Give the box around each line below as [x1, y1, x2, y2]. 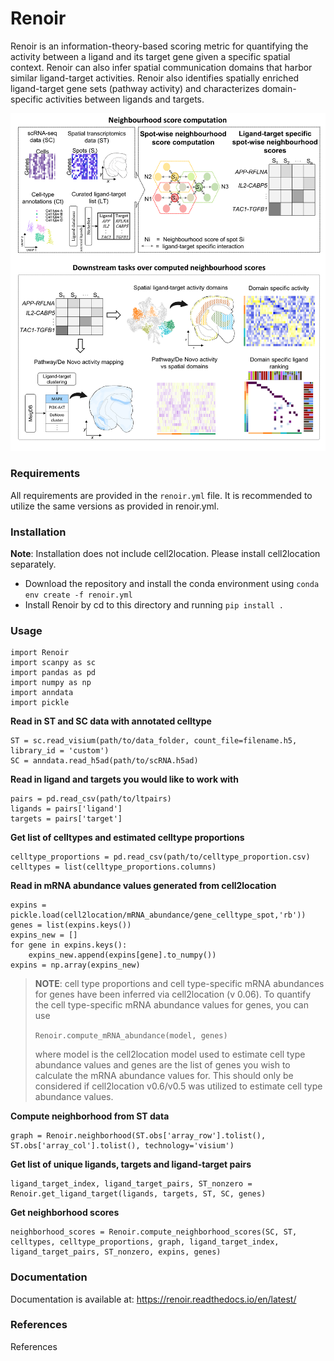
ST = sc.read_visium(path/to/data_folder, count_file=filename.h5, [10, 736, 298, 746]
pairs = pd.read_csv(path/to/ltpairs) [10, 794, 172, 804]
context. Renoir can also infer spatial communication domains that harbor [10, 61, 313, 73]
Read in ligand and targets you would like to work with [10, 773, 239, 786]
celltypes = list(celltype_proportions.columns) [10, 862, 217, 872]
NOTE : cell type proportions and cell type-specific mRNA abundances [34, 978, 325, 990]
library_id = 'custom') [10, 746, 110, 756]
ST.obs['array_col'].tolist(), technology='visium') [10, 1141, 235, 1151]
